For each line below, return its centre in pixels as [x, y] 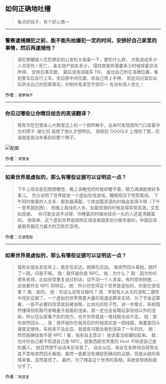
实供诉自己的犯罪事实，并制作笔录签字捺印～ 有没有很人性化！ [81, 84]
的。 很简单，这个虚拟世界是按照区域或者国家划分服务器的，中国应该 [87, 220]
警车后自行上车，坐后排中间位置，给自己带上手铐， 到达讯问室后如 [89, 78]
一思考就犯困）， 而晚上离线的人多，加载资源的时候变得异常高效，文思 [88, 207]
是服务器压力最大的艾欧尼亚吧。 [50, 226]
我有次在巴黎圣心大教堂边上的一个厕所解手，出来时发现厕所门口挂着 [86, 125]
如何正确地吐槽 [28, 9]
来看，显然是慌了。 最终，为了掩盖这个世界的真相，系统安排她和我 [89, 360]
